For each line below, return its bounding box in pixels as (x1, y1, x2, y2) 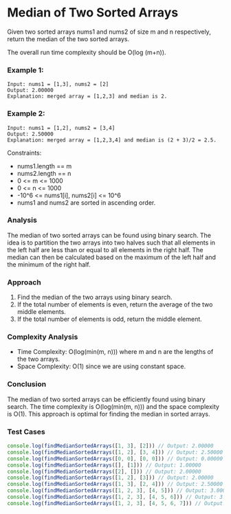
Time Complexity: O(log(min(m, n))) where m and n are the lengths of (16, 348, 214, 356)
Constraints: (7, 148, 42, 157)
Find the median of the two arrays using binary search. (16, 293, 173, 302)
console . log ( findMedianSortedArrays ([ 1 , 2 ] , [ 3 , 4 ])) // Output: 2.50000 (7, 449, 223, 456)
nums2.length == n (16, 169, 71, 177)
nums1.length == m (16, 161, 72, 170)
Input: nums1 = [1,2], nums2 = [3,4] (7, 124, 115, 131)
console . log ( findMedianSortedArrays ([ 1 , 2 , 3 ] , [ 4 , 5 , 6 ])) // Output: (7, 493, 217, 501)
